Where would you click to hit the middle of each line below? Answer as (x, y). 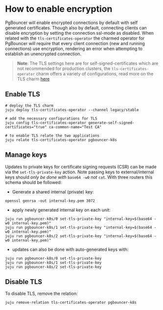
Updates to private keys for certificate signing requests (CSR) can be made (81, 167)
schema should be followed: (34, 182)
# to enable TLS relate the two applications (52, 136)
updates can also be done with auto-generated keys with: (70, 249)
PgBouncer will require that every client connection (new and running (75, 43)
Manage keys (26, 155)
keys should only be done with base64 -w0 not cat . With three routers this (79, 177)
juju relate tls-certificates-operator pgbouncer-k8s (61, 140)
